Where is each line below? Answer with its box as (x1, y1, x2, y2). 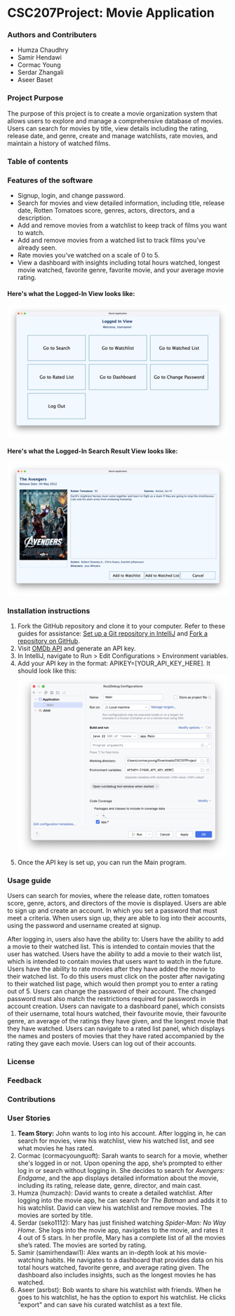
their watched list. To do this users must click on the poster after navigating (7, 972, 225, 981)
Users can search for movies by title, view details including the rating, (7, 124, 209, 133)
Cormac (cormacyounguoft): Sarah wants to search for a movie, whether (17, 1152, 228, 1160)
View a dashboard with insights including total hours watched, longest (17, 258, 221, 267)
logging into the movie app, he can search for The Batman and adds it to (17, 1196, 228, 1204)
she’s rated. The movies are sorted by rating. (17, 1241, 147, 1249)
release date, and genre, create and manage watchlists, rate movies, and (7, 131, 217, 140)
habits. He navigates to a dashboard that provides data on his (46, 1256, 224, 1264)
